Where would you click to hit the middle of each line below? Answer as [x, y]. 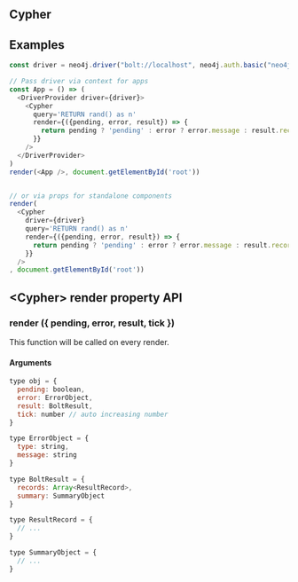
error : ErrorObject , [55, 397]
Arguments [31, 362]
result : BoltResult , [55, 406]
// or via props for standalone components [91, 196]
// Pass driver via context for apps [79, 82]
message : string [47, 455]
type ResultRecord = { [51, 520]
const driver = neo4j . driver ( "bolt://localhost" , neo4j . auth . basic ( [138, 66]
